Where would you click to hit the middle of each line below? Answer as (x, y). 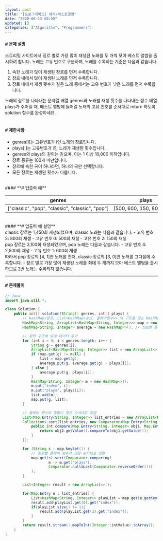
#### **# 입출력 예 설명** (30, 226)
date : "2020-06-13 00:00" (31, 19)
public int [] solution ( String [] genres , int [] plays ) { (72, 314)
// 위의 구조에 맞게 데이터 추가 (50, 336)
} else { (40, 368)
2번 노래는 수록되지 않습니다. (45, 269)
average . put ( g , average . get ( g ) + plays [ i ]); (85, 363)
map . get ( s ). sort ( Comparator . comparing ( (71, 458)
